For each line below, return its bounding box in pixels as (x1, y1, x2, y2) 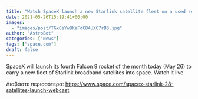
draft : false (6, 47, 38, 53)
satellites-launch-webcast (6, 86, 70, 94)
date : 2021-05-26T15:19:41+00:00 (6, 14, 88, 20)
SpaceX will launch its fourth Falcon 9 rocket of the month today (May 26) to (6, 63, 192, 70)
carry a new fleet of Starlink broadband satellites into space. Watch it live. (6, 69, 186, 76)
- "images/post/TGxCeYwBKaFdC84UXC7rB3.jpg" (11, 25, 123, 31)
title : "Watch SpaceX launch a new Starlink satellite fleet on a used (6, 8, 186, 15)
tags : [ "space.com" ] (6, 42, 57, 47)
